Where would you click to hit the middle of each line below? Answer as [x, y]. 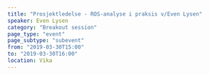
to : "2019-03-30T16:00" [43, 54]
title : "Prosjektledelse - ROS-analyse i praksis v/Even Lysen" [105, 14]
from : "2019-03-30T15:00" [46, 47]
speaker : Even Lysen [38, 21]
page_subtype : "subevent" [46, 41]
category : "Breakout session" [52, 27]
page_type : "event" [36, 34]
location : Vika [30, 61]
